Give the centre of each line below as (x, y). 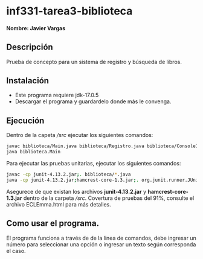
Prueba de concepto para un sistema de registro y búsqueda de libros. (94, 62)
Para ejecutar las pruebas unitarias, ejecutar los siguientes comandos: (94, 163)
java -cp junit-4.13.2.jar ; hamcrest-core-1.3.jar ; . (72, 180)
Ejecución (25, 120)
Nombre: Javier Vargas (36, 28)
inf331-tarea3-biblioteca (69, 11)
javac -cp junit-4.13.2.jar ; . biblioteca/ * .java (69, 174)
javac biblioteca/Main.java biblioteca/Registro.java (76, 146)
